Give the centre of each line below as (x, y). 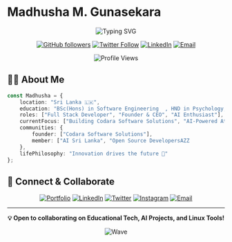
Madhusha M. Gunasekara (84, 12)
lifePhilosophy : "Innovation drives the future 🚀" (94, 153)
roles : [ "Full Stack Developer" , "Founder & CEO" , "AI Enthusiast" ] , (122, 115)
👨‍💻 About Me (36, 80)
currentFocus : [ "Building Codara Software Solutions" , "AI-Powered (118, 122)
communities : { (41, 128)
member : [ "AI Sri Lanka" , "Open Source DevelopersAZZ (111, 140)
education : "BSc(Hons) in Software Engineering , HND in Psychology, (123, 109)
